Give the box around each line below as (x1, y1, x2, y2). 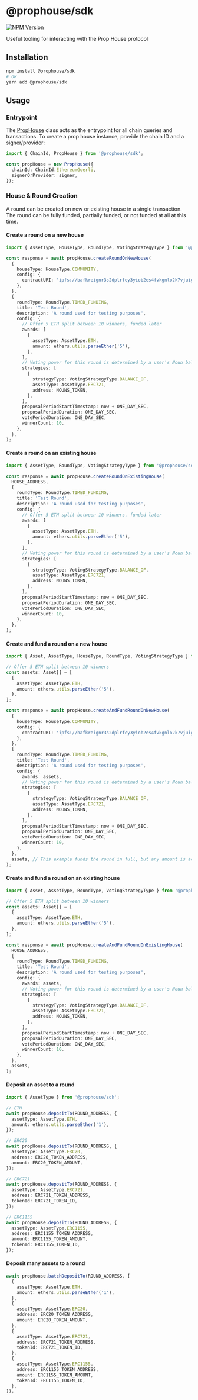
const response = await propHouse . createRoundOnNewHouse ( (6, 255, 151, 261)
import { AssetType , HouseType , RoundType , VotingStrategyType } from (6, 244, 183, 250)
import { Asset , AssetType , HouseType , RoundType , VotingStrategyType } (6, 653, 189, 659)
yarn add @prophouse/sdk (6, 79, 67, 85)
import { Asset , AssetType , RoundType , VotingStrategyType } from (6, 888, 173, 893)
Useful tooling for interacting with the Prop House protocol (6, 35, 148, 42)
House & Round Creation (6, 192, 78, 200)
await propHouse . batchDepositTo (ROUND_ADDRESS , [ (6, 1273, 131, 1279)
